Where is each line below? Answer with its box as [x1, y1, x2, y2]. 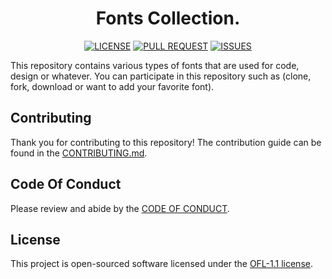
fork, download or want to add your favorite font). [10, 80, 215, 92]
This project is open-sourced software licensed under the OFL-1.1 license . [10, 258, 313, 270]
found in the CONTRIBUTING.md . [10, 147, 148, 159]
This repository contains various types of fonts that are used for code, [10, 59, 300, 71]
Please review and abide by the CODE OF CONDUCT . [10, 202, 230, 214]
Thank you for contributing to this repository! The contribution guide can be [10, 136, 322, 148]
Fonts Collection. [95, 7, 241, 30]
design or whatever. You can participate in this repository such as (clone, [10, 70, 312, 82]
